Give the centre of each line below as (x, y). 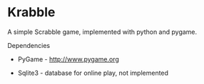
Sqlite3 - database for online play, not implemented (93, 73)
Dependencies (29, 45)
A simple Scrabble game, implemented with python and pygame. (102, 32)
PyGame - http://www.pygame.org (68, 59)
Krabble (31, 12)
